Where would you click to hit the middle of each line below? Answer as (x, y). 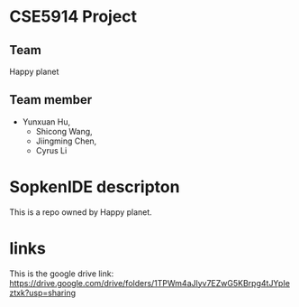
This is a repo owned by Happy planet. (81, 212)
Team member (51, 100)
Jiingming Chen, (66, 141)
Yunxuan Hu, (46, 121)
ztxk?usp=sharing (43, 293)
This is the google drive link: (62, 274)
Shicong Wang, (64, 131)
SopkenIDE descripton (95, 187)
